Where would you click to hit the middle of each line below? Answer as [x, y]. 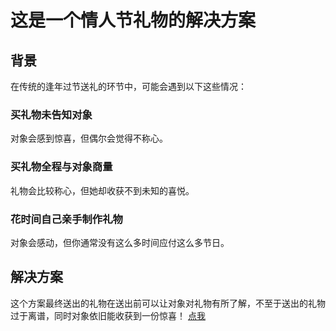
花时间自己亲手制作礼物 [66, 219]
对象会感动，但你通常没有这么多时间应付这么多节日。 [120, 242]
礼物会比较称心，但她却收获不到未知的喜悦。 [102, 190]
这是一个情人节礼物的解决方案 [133, 20]
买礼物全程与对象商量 [61, 167]
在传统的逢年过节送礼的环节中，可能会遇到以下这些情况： [128, 86]
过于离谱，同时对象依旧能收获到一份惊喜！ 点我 [108, 315]
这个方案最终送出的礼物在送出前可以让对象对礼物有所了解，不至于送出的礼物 [168, 303]
